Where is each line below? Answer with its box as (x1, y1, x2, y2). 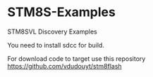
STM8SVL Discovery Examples (7, 27, 97, 36)
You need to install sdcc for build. (7, 41, 104, 49)
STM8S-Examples (7, 4, 116, 20)
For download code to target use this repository (7, 54, 146, 63)
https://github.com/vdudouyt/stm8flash (7, 62, 122, 70)
